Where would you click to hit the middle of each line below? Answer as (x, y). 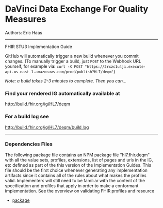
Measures (26, 19)
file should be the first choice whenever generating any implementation (76, 170)
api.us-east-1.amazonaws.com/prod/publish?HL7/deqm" (59, 72)
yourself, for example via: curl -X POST (44, 66)
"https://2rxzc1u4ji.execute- (115, 66)
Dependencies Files (29, 144)
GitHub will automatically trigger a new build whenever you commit (72, 56)
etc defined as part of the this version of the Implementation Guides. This (78, 165)
